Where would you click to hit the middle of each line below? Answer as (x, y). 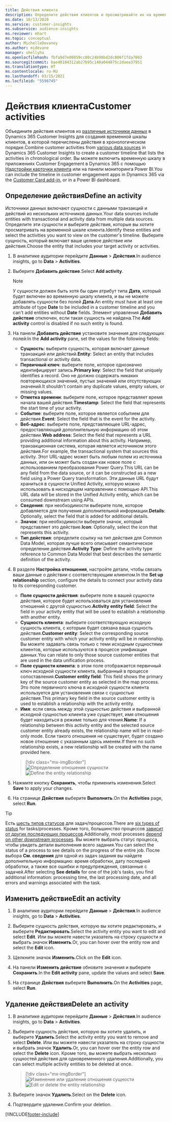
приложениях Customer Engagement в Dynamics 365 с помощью (76, 163)
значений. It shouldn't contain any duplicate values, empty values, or (92, 386)
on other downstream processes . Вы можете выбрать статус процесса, (82, 839)
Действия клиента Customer (68, 106)
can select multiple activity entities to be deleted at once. (73, 1064)
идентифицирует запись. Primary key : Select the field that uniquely (91, 370)
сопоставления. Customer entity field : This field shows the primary (91, 676)
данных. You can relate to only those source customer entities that (90, 655)
